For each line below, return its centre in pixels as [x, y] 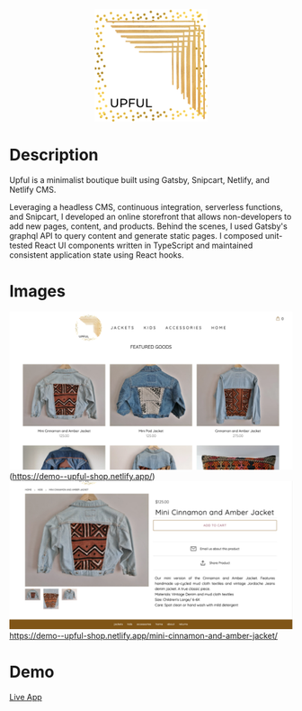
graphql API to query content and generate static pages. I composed [136, 235]
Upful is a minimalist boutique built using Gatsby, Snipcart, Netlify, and [139, 179]
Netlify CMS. [33, 189]
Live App [26, 697]
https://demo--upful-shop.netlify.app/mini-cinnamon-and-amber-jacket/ [144, 635]
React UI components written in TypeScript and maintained [144, 245]
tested [21, 245]
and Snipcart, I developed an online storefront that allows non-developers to [151, 216]
